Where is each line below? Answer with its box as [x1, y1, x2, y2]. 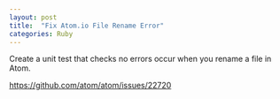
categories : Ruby [9, 29, 74, 38]
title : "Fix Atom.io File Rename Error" [9, 21, 165, 30]
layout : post [9, 12, 58, 22]
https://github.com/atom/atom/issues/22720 [9, 80, 172, 91]
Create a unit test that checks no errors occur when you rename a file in [9, 54, 272, 65]
